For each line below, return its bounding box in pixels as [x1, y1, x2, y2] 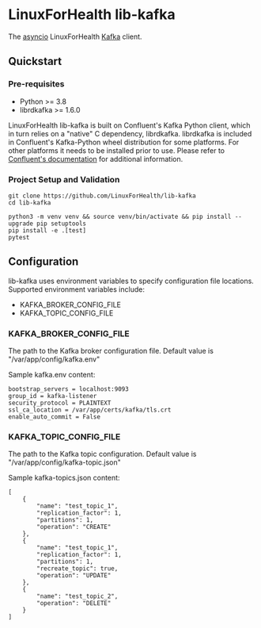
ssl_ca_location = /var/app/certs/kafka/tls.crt [8, 406, 172, 414]
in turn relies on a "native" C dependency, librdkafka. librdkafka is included [8, 128, 252, 138]
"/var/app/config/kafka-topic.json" [8, 458, 121, 467]
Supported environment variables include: [8, 284, 145, 294]
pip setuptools [36, 220, 87, 228]
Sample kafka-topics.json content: [8, 473, 120, 483]
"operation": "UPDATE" [36, 572, 112, 580]
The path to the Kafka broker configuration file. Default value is [8, 347, 214, 356]
